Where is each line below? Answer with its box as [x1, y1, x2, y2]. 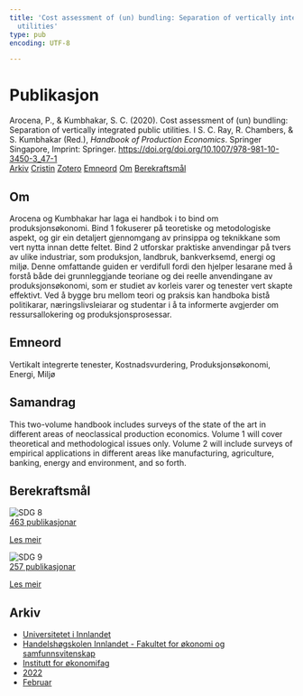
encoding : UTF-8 [9, 38, 70, 48]
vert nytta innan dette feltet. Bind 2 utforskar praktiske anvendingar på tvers [9, 242, 291, 253]
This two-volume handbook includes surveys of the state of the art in [9, 419, 266, 430]
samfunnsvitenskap [22, 648, 96, 659]
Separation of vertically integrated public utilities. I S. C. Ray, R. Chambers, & [9, 125, 294, 135]
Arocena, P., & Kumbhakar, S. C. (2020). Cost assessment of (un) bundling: [9, 115, 289, 126]
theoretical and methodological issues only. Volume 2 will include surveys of [9, 438, 293, 449]
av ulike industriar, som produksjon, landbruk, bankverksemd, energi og [9, 252, 276, 262]
